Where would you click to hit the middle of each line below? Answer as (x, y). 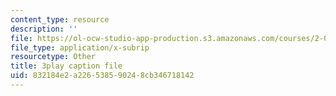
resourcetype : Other (53, 57)
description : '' (44, 29)
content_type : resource (60, 19)
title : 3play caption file (66, 66)
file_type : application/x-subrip (80, 47)
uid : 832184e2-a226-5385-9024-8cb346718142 (102, 76)
